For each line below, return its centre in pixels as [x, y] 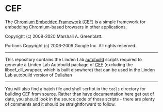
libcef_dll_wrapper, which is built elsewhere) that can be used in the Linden [80, 70]
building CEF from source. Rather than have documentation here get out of [80, 94]
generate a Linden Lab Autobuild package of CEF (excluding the [69, 64]
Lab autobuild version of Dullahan [39, 75]
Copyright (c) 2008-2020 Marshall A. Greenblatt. [54, 36]
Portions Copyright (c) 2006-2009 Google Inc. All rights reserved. [71, 45]
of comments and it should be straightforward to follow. [60, 104]
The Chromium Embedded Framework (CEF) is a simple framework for [75, 22]
